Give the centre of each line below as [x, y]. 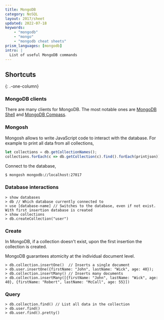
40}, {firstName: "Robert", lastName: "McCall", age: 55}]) [68, 282]
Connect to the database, [31, 166]
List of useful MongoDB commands [43, 55]
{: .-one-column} [22, 86]
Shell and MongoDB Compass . [36, 114]
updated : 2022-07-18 [26, 23]
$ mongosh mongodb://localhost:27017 [43, 175]
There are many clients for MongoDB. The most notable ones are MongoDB [81, 110]
